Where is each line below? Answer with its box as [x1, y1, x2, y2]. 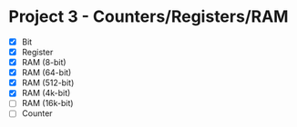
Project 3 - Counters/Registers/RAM [8, 6, 289, 27]
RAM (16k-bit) [21, 98, 74, 109]
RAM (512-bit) [21, 77, 75, 88]
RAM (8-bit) [21, 57, 67, 68]
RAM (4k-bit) [21, 88, 71, 99]
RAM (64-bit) [21, 67, 72, 78]
